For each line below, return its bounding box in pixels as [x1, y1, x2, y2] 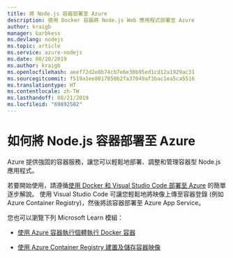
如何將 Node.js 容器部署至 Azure [7, 133, 196, 149]
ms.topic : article [7, 43, 61, 50]
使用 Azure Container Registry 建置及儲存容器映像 [17, 243, 161, 251]
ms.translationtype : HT [7, 82, 77, 89]
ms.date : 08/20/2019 [7, 56, 68, 63]
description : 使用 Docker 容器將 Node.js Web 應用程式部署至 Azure [7, 17, 195, 24]
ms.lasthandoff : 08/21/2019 [7, 95, 89, 102]
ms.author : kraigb [7, 62, 61, 69]
